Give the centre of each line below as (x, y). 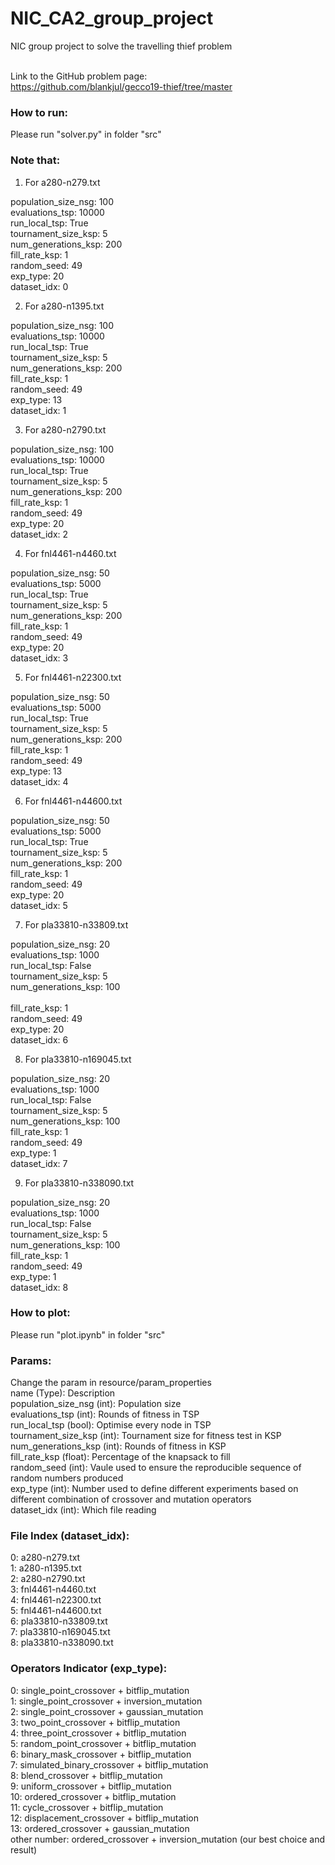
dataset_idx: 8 (39, 1287)
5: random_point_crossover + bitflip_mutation (103, 1743)
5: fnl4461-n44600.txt (56, 1611)
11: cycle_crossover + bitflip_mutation (87, 1807)
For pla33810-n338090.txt (79, 1183)
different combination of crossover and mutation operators (131, 1499)
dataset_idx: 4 (39, 781)
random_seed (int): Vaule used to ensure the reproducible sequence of (156, 1468)
